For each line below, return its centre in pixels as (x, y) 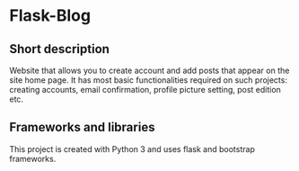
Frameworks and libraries (82, 127)
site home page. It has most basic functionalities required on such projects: (148, 80)
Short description (60, 49)
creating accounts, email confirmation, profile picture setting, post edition (145, 90)
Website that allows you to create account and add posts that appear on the (149, 70)
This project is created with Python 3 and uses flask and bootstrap (132, 148)
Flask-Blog (50, 16)
